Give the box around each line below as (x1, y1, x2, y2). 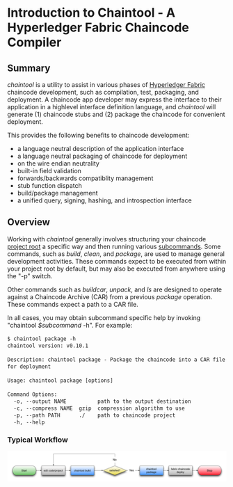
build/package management (17, 189, 99, 197)
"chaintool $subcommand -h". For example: (7, 321, 133, 329)
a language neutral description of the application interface (17, 145, 184, 152)
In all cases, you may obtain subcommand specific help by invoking (7, 313, 201, 321)
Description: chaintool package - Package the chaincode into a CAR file (7, 356, 226, 363)
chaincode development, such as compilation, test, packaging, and (7, 88, 200, 96)
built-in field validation (17, 167, 82, 175)
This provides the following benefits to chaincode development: (7, 131, 190, 139)
